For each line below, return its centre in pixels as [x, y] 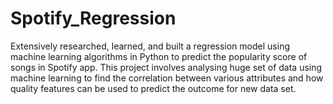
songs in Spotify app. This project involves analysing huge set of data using [166, 67]
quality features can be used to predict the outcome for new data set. [153, 88]
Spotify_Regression [93, 18]
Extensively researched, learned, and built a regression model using [150, 46]
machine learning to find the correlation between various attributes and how [167, 78]
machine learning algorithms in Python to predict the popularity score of [159, 56]
